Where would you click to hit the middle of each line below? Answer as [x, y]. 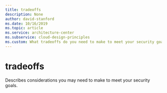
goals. [11, 85]
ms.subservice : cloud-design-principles [48, 38]
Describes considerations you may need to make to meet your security [78, 80]
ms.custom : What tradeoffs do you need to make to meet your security [80, 42]
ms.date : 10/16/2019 [27, 23]
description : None [24, 14]
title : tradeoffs [23, 10]
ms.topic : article [24, 28]
